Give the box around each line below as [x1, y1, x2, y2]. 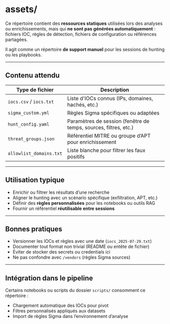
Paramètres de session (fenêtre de [67, 118, 150, 125]
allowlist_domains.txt [8, 151, 62, 156]
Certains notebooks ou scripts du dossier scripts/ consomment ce [5, 287, 146, 294]
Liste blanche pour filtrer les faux [67, 147, 146, 154]
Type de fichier [16, 86, 54, 93]
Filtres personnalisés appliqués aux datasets [12, 308, 106, 314]
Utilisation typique [5, 176, 65, 185]
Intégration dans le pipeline [5, 274, 94, 282]
